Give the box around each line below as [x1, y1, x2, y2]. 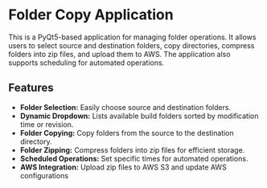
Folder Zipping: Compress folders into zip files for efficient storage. [19, 145, 245, 154]
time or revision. [19, 119, 74, 129]
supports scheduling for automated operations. [8, 58, 165, 67]
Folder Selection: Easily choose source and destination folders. [19, 102, 232, 112]
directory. [19, 137, 52, 146]
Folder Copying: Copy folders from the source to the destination [19, 128, 235, 137]
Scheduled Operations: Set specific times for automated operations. [19, 153, 249, 163]
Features [8, 81, 54, 95]
